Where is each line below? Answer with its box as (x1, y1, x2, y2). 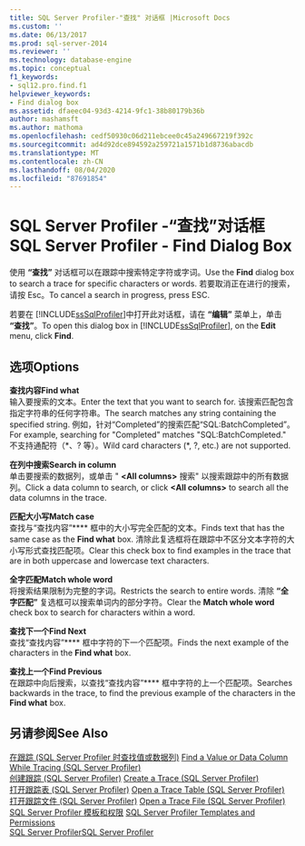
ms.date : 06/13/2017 (9, 30, 88, 39)
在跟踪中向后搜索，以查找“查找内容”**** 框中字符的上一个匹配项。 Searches (9, 678, 293, 688)
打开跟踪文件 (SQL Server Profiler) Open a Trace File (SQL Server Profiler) (9, 795, 286, 806)
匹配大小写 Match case (9, 511, 95, 522)
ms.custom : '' (9, 22, 64, 31)
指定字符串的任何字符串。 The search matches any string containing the (9, 408, 277, 418)
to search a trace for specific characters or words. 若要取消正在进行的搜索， (9, 278, 295, 289)
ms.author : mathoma (9, 124, 84, 133)
